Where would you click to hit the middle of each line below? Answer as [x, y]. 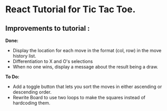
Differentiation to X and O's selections [53, 61]
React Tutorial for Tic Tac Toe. [70, 9]
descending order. [32, 92]
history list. [24, 56]
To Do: [12, 77]
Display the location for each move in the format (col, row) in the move [87, 50]
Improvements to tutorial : [48, 28]
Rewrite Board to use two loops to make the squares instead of [79, 97]
